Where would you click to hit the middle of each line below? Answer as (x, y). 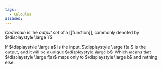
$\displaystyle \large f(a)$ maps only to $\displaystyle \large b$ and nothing (81, 57)
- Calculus (20, 14)
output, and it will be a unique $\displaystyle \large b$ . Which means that (78, 52)
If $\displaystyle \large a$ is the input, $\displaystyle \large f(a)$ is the (75, 47)
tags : (10, 9)
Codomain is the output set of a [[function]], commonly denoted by (72, 33)
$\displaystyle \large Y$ (29, 37)
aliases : (14, 18)
